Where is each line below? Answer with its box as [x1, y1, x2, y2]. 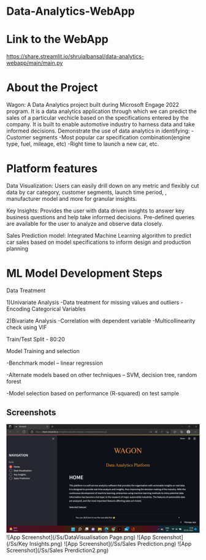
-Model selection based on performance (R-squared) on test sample [6, 389, 180, 397]
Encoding [6, 305, 31, 313]
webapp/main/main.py [6, 60, 63, 67]
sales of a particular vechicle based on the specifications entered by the [6, 114, 189, 122]
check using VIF [6, 324, 47, 331]
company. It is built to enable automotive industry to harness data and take [6, 121, 195, 128]
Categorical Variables [31, 305, 86, 313]
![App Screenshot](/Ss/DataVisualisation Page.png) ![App [6, 534, 151, 541]
